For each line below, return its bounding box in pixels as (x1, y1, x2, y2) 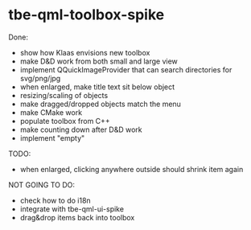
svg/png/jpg (19, 73, 61, 83)
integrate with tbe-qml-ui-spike (19, 203, 125, 214)
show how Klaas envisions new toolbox (19, 47, 150, 57)
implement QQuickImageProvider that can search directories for (19, 64, 232, 74)
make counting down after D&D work (19, 125, 142, 134)
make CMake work (19, 107, 83, 117)
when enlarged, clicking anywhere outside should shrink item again (19, 164, 244, 174)
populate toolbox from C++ (19, 116, 110, 125)
